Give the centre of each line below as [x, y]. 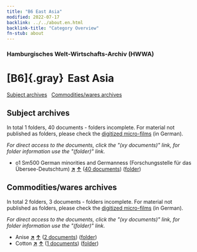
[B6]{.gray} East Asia [60, 79]
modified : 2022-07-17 [33, 17]
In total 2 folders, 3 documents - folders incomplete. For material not [89, 201]
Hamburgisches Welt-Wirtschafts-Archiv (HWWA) [81, 54]
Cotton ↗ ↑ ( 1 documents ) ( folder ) [57, 243]
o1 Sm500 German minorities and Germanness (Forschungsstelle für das [103, 163]
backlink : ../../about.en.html [45, 22]
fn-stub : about [25, 34]
